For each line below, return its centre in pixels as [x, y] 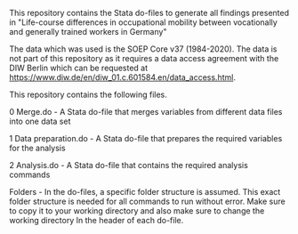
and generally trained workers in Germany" [88, 32]
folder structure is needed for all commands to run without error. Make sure [148, 201]
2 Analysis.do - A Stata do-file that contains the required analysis [129, 165]
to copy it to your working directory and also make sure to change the [137, 211]
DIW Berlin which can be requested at [79, 68]
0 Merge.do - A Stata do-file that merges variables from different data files [146, 112]
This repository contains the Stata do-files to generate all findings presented [149, 13]
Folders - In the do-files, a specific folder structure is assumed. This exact [145, 192]
